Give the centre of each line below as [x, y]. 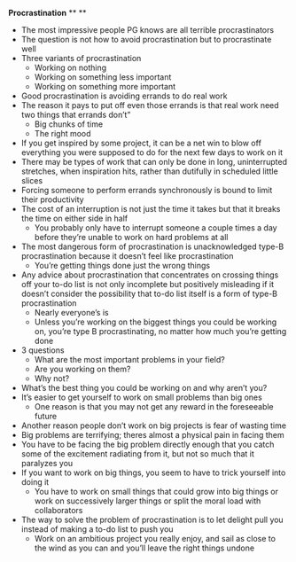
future [46, 416]
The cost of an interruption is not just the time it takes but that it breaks [151, 209]
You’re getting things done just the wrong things [122, 265]
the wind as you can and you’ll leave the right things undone [144, 548]
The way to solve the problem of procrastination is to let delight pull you [152, 519]
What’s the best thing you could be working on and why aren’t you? [144, 388]
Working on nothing [70, 67]
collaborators [58, 510]
